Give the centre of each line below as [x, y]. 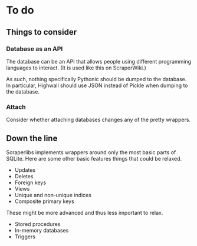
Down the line [32, 138]
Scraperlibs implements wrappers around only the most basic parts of [91, 152]
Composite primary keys [45, 201]
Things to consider [42, 32]
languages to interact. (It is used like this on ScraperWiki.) [76, 68]
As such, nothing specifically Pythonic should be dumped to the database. [96, 79]
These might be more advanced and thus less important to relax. [85, 212]
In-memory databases [42, 230]
